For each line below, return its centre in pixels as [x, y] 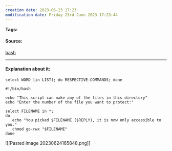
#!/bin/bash [18, 89]
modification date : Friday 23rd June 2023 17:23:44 [61, 15]
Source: [14, 41]
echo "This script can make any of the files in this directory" [76, 98]
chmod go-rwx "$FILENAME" [40, 129]
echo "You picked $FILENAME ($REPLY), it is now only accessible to [87, 120]
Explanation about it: [28, 69]
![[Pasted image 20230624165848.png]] [48, 143]
